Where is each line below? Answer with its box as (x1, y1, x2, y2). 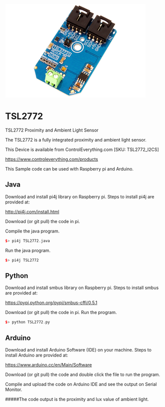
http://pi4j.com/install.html (5, 208, 60, 214)
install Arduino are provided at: (5, 352, 68, 358)
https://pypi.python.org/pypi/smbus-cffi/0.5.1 (5, 299, 98, 306)
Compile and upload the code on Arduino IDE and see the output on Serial (5, 381, 157, 387)
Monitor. (5, 386, 22, 392)
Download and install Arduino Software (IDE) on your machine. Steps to (5, 347, 152, 352)
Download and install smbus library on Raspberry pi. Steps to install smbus (5, 284, 159, 291)
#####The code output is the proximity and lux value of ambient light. (5, 396, 149, 402)
